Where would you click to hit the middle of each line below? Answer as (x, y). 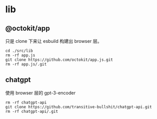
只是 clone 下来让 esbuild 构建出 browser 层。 (54, 41)
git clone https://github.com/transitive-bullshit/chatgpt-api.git (79, 107)
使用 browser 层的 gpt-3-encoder (40, 92)
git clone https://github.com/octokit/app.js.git (59, 60)
